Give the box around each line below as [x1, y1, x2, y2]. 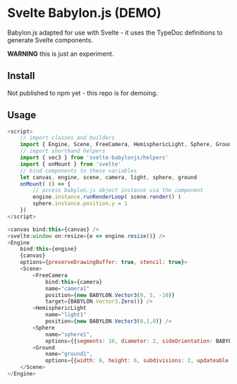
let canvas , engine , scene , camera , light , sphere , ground [20, 174, 197, 181]
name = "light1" [44, 311, 87, 318]
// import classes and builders [20, 134, 115, 142]
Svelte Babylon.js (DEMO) [7, 5, 162, 21]
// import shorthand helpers [20, 148, 106, 155]
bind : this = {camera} [44, 278, 102, 285]
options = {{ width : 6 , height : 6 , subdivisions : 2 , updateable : [44, 357, 232, 364]
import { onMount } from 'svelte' [20, 160, 121, 167]
